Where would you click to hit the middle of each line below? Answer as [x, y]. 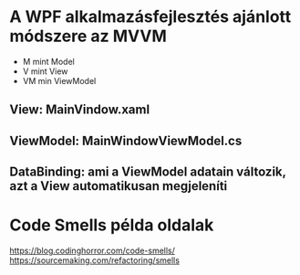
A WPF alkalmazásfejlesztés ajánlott [150, 17]
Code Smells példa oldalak [112, 225]
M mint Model [48, 61]
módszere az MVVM [88, 36]
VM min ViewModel [59, 80]
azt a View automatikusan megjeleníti [119, 186]
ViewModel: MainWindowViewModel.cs [126, 140]
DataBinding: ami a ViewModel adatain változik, [148, 172]
